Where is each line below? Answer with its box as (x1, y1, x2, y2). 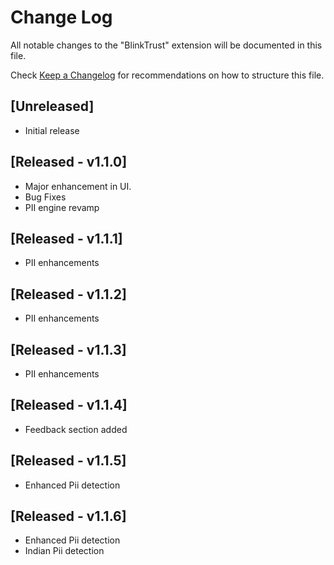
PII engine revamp (24, 201, 100, 213)
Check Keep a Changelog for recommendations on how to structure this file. (10, 69, 325, 81)
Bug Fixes (24, 191, 67, 203)
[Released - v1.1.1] (10, 230, 123, 247)
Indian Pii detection (24, 545, 105, 557)
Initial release (24, 124, 80, 136)
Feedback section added (24, 423, 128, 435)
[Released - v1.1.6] (10, 508, 127, 525)
